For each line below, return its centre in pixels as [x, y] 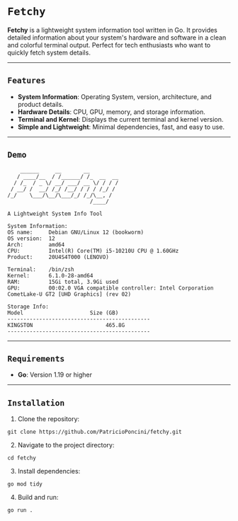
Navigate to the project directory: [66, 445]
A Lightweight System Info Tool [55, 214]
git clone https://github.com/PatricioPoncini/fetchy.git [95, 432]
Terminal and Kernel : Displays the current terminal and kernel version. [120, 119]
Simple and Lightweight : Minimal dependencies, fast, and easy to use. [121, 127]
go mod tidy [25, 484]
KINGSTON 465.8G [66, 325]
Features [27, 81]
